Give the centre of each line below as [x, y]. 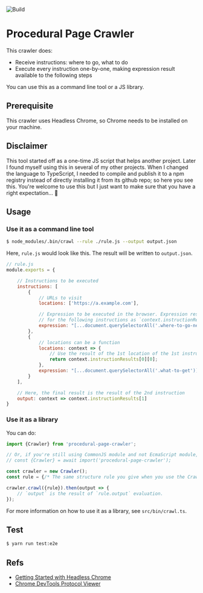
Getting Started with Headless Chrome [63, 577]
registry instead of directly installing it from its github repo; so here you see [100, 180]
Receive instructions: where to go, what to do [71, 62]
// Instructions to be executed [58, 281]
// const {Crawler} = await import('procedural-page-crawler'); [89, 460]
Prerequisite [30, 106]
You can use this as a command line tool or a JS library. [75, 87]
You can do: [21, 432]
